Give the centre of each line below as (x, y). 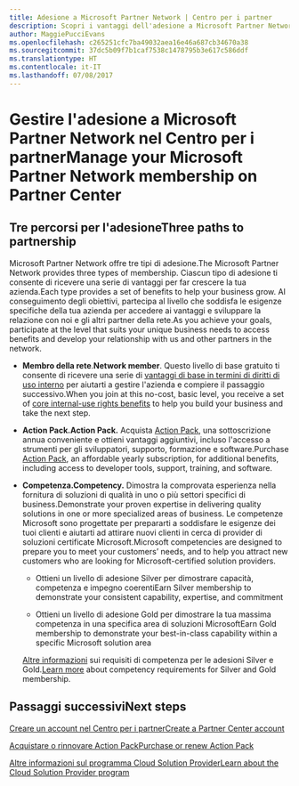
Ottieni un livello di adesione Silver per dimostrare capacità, (144, 578)
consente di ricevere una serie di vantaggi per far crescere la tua (128, 282)
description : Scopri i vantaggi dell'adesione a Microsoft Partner (137, 26)
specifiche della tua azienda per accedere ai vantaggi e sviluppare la (135, 310)
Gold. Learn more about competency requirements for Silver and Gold (149, 669)
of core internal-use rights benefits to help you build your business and (152, 403)
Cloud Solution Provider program (69, 772)
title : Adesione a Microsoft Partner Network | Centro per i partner (141, 17)
